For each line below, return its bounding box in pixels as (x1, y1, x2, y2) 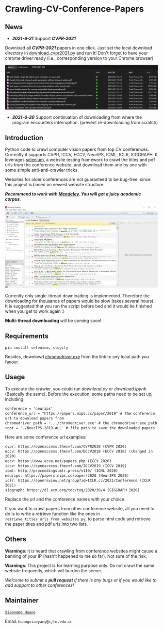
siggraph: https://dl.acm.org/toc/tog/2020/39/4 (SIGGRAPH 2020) (5, 487, 140, 493)
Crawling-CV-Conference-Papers (5, 3, 144, 15)
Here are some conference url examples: (5, 434, 87, 440)
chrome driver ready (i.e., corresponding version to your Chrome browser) (5, 55, 154, 61)
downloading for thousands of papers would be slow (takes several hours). (5, 298, 155, 304)
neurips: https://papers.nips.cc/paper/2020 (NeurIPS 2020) (5, 473, 130, 478)
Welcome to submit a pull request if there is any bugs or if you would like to (5, 577, 157, 583)
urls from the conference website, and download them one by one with (5, 161, 147, 168)
